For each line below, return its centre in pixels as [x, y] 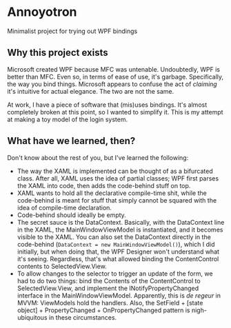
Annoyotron [42, 12]
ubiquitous [32, 317]
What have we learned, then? [71, 141]
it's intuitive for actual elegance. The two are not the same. [91, 91]
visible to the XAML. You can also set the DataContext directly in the [114, 237]
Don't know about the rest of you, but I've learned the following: [98, 157]
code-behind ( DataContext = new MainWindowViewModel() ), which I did [116, 244]
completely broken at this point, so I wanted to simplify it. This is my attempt [115, 112]
